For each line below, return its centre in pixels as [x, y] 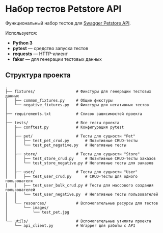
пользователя [19, 181]
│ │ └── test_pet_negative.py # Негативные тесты [66, 145]
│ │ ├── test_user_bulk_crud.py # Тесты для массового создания [79, 185]
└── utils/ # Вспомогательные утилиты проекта [78, 221]
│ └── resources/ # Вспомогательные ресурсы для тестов [82, 203]
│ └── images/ [27, 207]
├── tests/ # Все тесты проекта [62, 123]
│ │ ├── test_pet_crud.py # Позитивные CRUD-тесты [72, 141]
